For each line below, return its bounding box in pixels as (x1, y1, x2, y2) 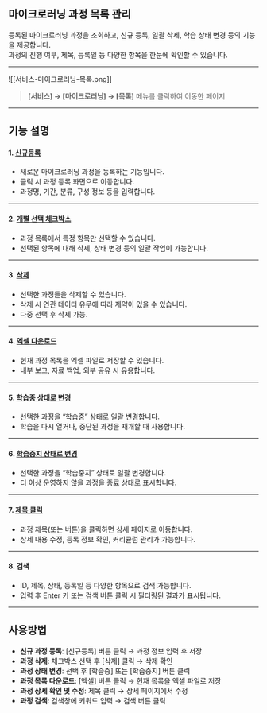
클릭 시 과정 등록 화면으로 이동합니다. (19, 177, 135, 187)
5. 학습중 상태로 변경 (8, 393, 72, 402)
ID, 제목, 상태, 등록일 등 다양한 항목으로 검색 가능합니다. (19, 580, 192, 590)
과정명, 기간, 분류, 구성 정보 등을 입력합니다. (19, 187, 156, 196)
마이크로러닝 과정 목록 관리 (8, 7, 131, 21)
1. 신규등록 (8, 148, 41, 157)
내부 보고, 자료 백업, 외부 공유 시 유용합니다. (19, 366, 156, 375)
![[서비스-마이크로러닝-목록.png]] (8, 74, 113, 83)
